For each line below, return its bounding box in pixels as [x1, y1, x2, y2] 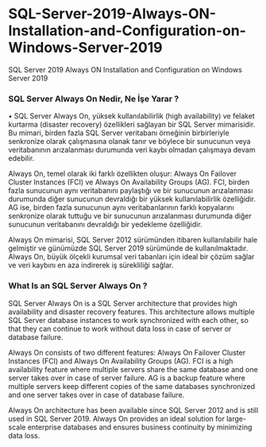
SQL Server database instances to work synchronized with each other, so [8, 315, 249, 325]
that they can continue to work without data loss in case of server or [8, 324, 232, 333]
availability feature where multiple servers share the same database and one [8, 364, 258, 374]
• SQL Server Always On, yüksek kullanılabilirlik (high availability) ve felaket [8, 111, 256, 121]
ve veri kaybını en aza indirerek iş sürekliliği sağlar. [8, 260, 174, 270]
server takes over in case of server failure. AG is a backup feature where [8, 373, 246, 383]
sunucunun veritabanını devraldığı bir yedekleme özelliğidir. [8, 220, 202, 229]
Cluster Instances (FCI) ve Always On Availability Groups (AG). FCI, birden [8, 177, 250, 187]
